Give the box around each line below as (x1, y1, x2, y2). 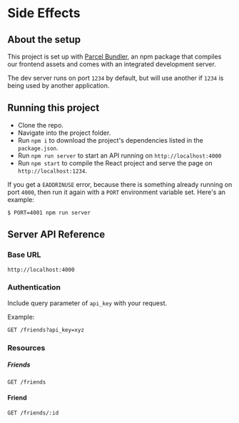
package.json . (17, 143, 59, 152)
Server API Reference (7, 228, 106, 240)
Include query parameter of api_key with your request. (7, 298, 168, 307)
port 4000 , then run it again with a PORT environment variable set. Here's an (7, 188, 226, 196)
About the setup (7, 34, 81, 46)
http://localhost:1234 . (17, 166, 88, 175)
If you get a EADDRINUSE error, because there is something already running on (7, 180, 233, 188)
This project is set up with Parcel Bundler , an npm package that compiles (7, 52, 222, 61)
